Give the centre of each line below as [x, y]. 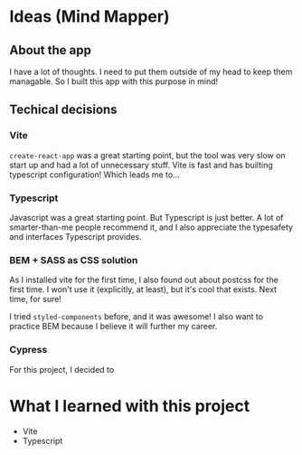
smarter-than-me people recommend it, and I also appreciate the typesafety [151, 227]
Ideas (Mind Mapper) [90, 17]
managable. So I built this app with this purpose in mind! [114, 81]
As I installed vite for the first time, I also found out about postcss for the [144, 280]
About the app [51, 50]
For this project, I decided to [62, 369]
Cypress [28, 350]
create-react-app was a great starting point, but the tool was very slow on [148, 155]
